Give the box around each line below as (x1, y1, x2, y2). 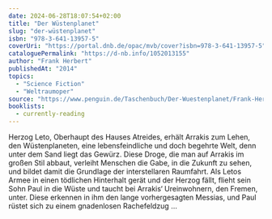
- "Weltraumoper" (15, 87, 74, 96)
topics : (8, 72, 35, 80)
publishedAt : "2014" (8, 65, 79, 73)
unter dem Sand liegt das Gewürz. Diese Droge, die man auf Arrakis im (8, 149, 244, 159)
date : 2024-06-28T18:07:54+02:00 (8, 11, 121, 20)
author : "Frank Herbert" (8, 58, 92, 66)
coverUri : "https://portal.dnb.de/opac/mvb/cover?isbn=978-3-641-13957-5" (8, 42, 266, 50)
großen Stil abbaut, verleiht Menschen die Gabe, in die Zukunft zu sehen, (8, 158, 253, 167)
